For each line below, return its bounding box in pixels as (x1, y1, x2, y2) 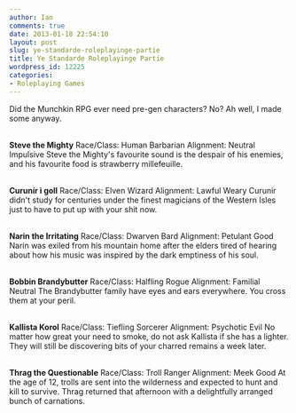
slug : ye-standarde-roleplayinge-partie (9, 46, 161, 55)
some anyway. (9, 113, 62, 123)
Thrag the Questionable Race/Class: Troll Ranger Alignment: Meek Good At (9, 367, 286, 377)
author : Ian (9, 12, 53, 22)
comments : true (9, 21, 66, 30)
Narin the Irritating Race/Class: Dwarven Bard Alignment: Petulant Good (9, 230, 274, 241)
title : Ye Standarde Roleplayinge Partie (9, 54, 165, 63)
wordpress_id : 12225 (9, 63, 86, 72)
